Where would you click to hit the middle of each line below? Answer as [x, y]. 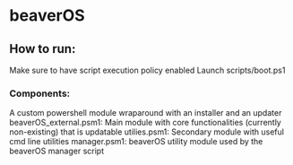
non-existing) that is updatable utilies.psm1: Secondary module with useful [147, 132]
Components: [40, 93]
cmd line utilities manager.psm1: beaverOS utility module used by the [136, 142]
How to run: [43, 49]
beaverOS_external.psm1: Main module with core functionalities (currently [146, 123]
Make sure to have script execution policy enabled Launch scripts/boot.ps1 [147, 70]
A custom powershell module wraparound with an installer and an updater [146, 113]
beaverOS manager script [57, 151]
